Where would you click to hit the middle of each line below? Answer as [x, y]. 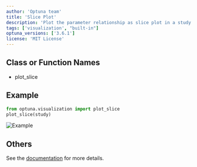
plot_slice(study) [29, 114]
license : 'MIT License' [35, 39]
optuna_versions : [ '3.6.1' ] [41, 34]
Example [22, 96]
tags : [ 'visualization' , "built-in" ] [52, 28]
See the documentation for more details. [55, 158]
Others [19, 144]
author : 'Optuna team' [34, 11]
